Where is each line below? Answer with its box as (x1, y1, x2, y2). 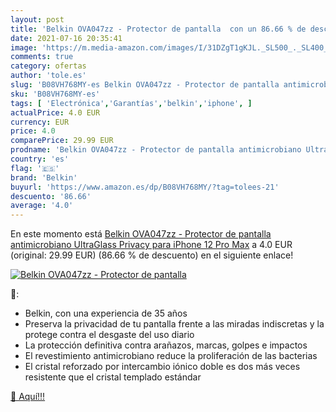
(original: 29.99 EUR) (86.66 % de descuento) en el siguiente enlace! (10, 249, 294, 261)
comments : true (10, 52, 74, 62)
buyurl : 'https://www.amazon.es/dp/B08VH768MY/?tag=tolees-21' (10, 182, 280, 192)
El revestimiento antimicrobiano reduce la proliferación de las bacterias (24, 350, 318, 362)
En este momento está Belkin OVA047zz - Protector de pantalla (10, 228, 272, 240)
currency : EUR (10, 117, 70, 127)
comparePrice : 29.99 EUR (10, 136, 114, 146)
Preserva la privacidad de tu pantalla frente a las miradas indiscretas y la (24, 318, 325, 330)
